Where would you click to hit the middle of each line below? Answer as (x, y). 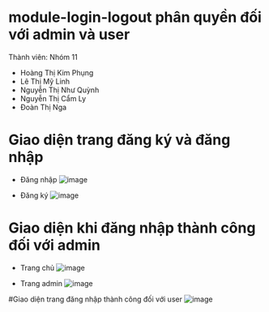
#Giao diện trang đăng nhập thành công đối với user (95, 299)
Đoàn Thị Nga (43, 107)
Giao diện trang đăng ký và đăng (120, 140)
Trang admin (41, 283)
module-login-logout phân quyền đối (135, 17)
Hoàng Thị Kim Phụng (57, 72)
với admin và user (69, 34)
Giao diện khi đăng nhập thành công (132, 228)
